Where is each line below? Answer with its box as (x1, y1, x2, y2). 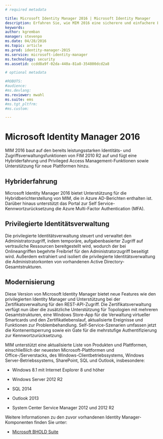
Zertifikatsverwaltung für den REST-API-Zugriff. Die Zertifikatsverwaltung (5, 301, 152, 307)
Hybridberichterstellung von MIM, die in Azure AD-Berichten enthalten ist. (5, 196, 153, 201)
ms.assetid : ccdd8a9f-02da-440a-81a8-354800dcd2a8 (5, 61, 110, 66)
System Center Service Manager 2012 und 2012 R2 (12, 404, 114, 410)
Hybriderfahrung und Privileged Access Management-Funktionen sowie (5, 158, 149, 164)
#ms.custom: (5, 106, 29, 111)
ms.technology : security (5, 57, 55, 61)
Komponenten (5, 419, 33, 425)
